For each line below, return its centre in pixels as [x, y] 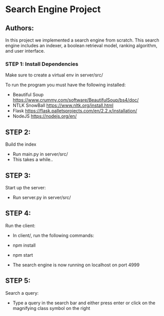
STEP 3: [18, 175]
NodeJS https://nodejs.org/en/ [45, 116]
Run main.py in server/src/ [40, 154]
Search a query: [22, 293]
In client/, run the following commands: [53, 235]
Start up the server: [26, 187]
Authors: [20, 28]
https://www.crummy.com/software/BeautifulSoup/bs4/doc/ [76, 100]
